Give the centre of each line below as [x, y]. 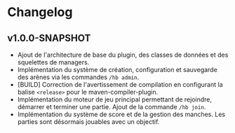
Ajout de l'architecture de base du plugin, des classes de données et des [123, 55]
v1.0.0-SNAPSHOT [49, 38]
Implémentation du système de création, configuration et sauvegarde [117, 70]
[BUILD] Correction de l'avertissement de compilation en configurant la [120, 84]
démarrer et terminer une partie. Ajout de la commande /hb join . [112, 107]
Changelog [40, 12]
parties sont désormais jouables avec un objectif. [88, 122]
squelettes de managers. [53, 62]
